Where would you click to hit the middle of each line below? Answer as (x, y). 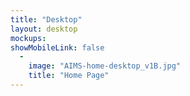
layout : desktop (44, 29)
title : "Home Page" (69, 76)
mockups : (28, 38)
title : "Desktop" (46, 19)
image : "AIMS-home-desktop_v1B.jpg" (105, 66)
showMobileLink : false (57, 47)
